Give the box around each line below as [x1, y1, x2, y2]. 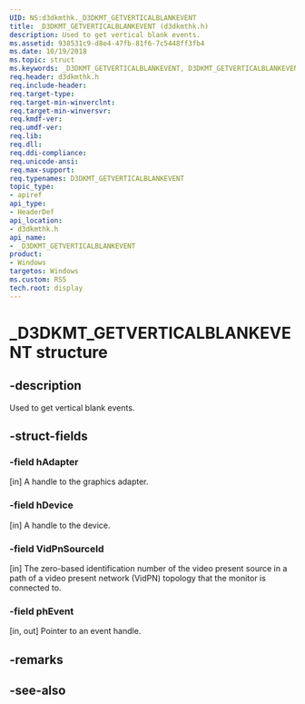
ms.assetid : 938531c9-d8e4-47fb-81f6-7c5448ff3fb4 [9, 38, 205, 48]
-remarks [9, 651, 64, 668]
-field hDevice [9, 499, 74, 511]
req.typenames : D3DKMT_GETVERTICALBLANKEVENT [9, 174, 184, 183]
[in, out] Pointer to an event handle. [9, 626, 142, 637]
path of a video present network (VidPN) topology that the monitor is [9, 572, 266, 583]
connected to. [9, 582, 62, 593]
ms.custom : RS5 [9, 275, 67, 284]
